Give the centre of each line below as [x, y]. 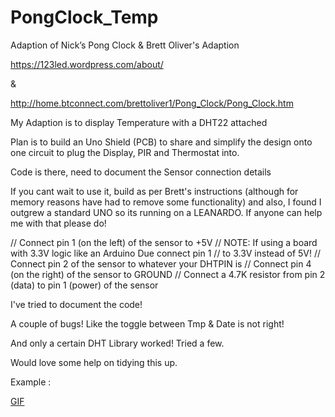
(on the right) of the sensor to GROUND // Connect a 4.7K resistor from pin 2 [168, 274]
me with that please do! [58, 223]
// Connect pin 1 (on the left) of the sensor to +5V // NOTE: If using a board [164, 242]
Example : [31, 382]
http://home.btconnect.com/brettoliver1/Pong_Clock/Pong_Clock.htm [152, 103]
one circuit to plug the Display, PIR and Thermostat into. [125, 152]
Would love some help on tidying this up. [94, 362]
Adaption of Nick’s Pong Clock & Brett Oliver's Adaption [125, 45]
